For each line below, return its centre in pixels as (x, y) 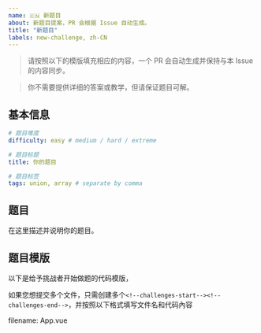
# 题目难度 (24, 133)
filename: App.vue (38, 320)
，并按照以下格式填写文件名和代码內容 (130, 305)
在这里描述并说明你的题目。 (53, 231)
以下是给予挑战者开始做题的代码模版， (70, 278)
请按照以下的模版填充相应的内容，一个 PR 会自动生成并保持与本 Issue (140, 61)
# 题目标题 (24, 154)
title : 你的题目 (32, 162)
